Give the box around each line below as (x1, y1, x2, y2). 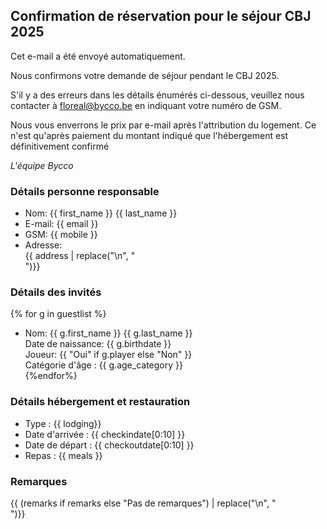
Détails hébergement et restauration (10, 395, 191, 409)
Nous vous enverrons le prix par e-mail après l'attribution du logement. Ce (10, 119, 317, 131)
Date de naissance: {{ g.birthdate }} (24, 338, 172, 350)
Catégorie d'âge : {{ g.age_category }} (24, 359, 183, 371)
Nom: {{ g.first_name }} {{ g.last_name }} (24, 327, 193, 339)
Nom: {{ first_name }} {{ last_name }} (24, 207, 178, 219)
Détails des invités (10, 285, 102, 299)
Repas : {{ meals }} (24, 449, 103, 461)
